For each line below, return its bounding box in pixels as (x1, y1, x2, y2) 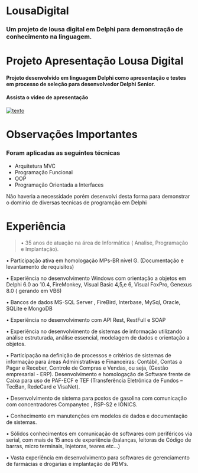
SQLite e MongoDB (6, 305, 53, 312)
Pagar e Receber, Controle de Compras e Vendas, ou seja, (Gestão (6, 364, 168, 371)
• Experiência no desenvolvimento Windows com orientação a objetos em (6, 275, 187, 282)
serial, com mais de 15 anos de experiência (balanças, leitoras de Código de (6, 436, 191, 443)
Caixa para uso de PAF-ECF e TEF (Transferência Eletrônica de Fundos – (6, 377, 183, 384)
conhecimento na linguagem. (6, 32, 92, 41)
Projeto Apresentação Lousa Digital (6, 54, 184, 68)
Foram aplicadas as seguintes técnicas (6, 149, 121, 157)
